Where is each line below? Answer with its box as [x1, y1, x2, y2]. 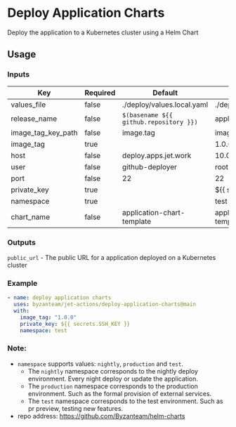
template [122, 216, 152, 226]
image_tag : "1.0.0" [20, 314, 77, 321]
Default [152, 88, 178, 98]
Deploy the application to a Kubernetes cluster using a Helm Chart [7, 28, 199, 37]
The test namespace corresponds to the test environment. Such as [27, 397, 223, 405]
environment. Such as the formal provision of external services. [27, 389, 212, 398]
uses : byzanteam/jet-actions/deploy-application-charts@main [13, 301, 197, 308]
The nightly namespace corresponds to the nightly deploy [27, 367, 199, 375]
